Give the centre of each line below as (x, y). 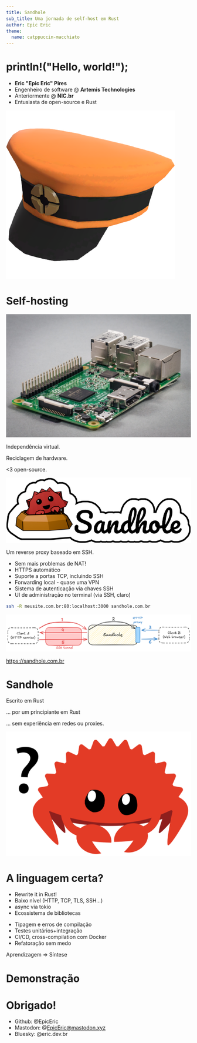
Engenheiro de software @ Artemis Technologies (75, 90)
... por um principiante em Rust (43, 712)
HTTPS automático (37, 570)
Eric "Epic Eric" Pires (41, 83)
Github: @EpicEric (36, 1022)
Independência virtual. (33, 446)
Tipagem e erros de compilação (53, 925)
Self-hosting (37, 301)
